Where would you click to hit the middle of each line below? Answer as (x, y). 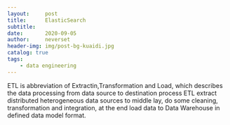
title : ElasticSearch (47, 20)
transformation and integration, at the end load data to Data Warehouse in (114, 108)
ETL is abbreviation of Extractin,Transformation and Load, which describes (115, 85)
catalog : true (28, 53)
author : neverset (39, 40)
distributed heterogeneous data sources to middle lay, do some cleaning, (113, 100)
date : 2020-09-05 (42, 33)
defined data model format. (47, 115)
